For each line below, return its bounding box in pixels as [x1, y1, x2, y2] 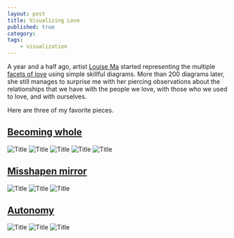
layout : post [7, 10, 46, 18]
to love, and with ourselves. [7, 92, 87, 101]
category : [7, 30, 37, 37]
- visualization [20, 43, 68, 50]
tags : [7, 37, 23, 44]
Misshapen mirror [7, 165, 87, 177]
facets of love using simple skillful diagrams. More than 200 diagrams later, [7, 70, 225, 78]
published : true [7, 23, 55, 30]
